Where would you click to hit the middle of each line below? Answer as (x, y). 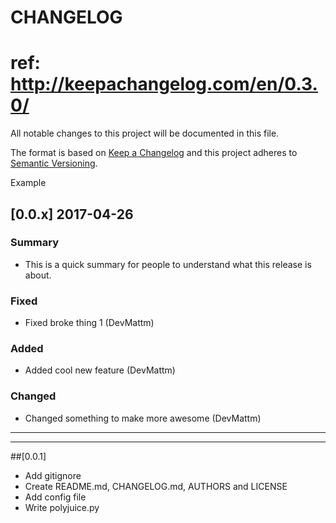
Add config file (55, 497)
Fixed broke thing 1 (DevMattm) (89, 323)
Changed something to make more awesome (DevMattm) (143, 418)
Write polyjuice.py (62, 507)
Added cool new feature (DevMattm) (100, 370)
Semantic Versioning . (54, 163)
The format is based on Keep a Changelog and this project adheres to (154, 153)
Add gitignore (53, 475)
